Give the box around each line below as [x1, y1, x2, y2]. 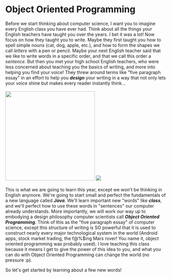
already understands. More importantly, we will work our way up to [5, 208, 146, 214]
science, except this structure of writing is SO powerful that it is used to [5, 224, 156, 231]
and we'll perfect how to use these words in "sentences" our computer [5, 203, 154, 209]
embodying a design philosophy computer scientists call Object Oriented [5, 213, 160, 220]
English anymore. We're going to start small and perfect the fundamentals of [5, 192, 166, 198]
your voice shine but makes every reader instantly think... [5, 80, 126, 86]
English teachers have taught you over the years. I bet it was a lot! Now [5, 31, 155, 37]
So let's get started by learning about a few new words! [5, 267, 122, 273]
